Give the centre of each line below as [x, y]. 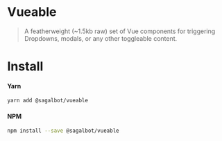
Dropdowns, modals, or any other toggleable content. [101, 38]
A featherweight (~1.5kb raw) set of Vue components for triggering [120, 31]
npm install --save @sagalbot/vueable [63, 131]
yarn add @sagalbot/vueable [48, 101]
